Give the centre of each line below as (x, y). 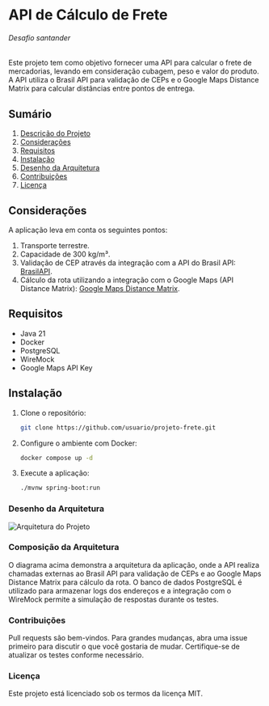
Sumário (30, 114)
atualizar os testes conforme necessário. (76, 655)
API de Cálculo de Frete (88, 15)
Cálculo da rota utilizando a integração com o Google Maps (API (127, 280)
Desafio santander (40, 37)
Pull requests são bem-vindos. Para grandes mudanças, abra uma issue (128, 638)
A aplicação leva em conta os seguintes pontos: (88, 230)
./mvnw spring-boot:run (60, 488)
